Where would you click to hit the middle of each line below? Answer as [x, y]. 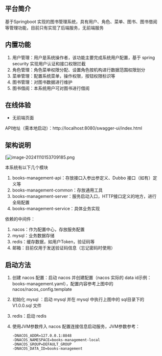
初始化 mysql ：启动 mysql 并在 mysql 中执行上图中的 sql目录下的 [78, 300]
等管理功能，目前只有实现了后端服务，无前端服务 [54, 27]
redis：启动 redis [29, 316]
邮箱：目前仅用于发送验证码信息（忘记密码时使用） [64, 248]
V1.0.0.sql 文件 [27, 305]
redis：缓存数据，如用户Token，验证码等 [53, 242]
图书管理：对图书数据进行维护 [42, 82]
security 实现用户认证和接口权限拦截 [49, 63]
